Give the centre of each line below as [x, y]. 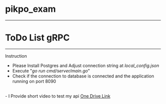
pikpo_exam [30, 9]
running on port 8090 [34, 81]
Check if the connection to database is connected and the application [83, 76]
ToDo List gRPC [38, 38]
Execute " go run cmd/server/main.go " [51, 70]
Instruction [16, 56]
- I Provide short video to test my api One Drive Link [58, 96]
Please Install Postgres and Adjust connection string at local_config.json [86, 66]
